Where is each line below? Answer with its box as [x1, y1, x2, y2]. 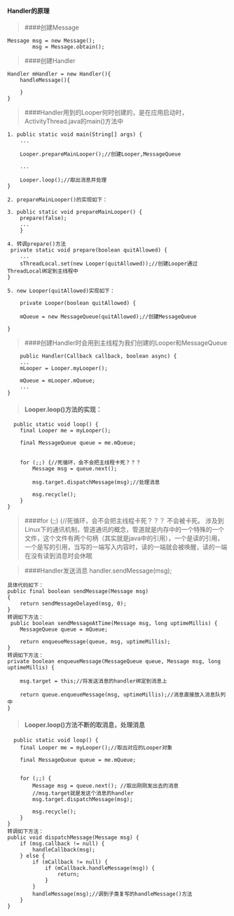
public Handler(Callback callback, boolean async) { [20, 353, 177, 360]
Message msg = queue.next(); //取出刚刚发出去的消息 [32, 782, 179, 789]
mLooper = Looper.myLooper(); [20, 365, 109, 372]
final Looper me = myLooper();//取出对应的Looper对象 [20, 744, 173, 751]
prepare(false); [20, 214, 68, 222]
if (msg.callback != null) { [20, 840, 105, 847]
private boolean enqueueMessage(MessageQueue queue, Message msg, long [7, 658, 221, 665]
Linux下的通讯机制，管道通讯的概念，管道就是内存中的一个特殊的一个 [24, 526, 225, 534]
